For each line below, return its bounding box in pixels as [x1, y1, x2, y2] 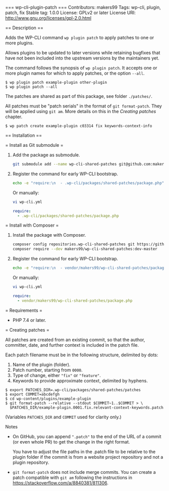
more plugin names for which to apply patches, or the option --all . [5, 70, 145, 76]
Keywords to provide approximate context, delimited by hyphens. [12, 377, 148, 384]
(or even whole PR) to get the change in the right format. [12, 439, 130, 445]
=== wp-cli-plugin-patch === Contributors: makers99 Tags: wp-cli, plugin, [5, 5, 161, 10]
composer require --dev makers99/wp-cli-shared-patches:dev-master [12, 247, 157, 252]
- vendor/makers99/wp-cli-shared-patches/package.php [17, 298, 133, 303]
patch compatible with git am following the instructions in [12, 474, 133, 480]
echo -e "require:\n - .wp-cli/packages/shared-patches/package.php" [12, 180, 164, 186]
